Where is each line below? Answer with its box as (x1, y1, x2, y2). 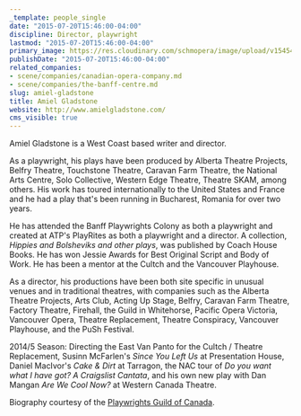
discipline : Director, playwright (9, 30, 139, 39)
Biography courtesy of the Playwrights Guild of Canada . (9, 397, 215, 408)
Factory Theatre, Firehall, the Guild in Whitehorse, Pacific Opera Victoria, (9, 305, 278, 315)
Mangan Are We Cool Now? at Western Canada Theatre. (9, 379, 218, 391)
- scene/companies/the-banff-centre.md (9, 80, 159, 89)
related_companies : (9, 64, 82, 73)
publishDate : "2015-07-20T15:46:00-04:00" (9, 55, 170, 64)
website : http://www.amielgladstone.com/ (9, 105, 167, 114)
